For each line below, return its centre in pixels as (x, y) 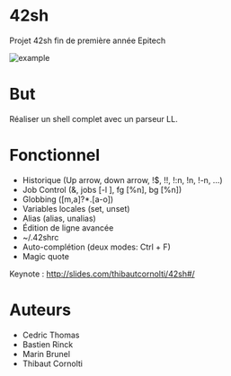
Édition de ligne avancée (68, 227)
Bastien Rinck (48, 344)
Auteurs (40, 310)
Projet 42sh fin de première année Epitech (88, 40)
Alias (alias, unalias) (59, 218)
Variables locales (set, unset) (76, 208)
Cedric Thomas (51, 335)
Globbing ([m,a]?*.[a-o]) (68, 199)
